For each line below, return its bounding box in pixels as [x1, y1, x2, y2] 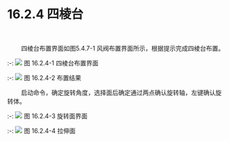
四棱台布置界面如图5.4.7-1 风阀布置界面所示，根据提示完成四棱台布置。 [20, 44, 225, 52]
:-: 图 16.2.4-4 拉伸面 [7, 126, 76, 135]
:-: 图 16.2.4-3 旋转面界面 [7, 112, 88, 120]
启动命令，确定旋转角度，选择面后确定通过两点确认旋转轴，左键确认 [20, 88, 216, 97]
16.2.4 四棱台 [7, 6, 84, 22]
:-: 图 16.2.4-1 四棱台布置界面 [7, 58, 99, 67]
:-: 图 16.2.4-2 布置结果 [7, 74, 82, 82]
